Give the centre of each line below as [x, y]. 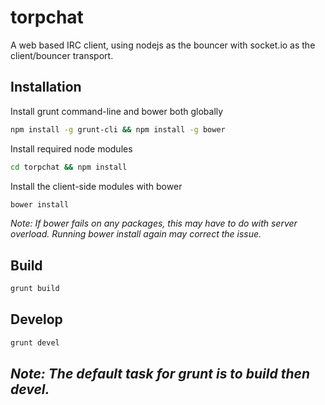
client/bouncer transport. [62, 55]
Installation [46, 87]
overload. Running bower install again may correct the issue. [136, 234]
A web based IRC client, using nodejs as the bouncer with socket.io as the [163, 45]
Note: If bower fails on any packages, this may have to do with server [154, 223]
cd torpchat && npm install [69, 167]
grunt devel [35, 342]
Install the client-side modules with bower [96, 186]
